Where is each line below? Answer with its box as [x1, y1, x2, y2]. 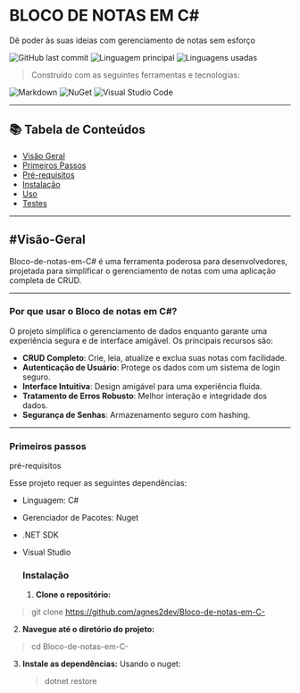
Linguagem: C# [21, 495, 79, 505]
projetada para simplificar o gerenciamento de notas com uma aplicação [9, 265, 277, 276]
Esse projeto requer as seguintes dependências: [9, 478, 187, 488]
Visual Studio [21, 547, 71, 558]
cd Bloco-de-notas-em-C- [30, 641, 129, 652]
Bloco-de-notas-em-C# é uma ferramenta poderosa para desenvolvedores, [9, 255, 288, 266]
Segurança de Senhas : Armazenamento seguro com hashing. [21, 409, 251, 420]
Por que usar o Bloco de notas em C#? [9, 305, 178, 318]
